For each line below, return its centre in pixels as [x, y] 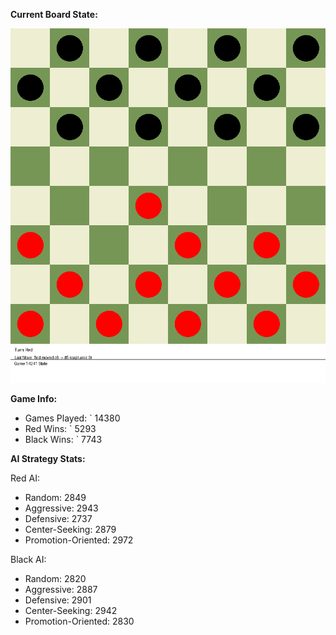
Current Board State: [54, 14]
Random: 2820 [55, 578]
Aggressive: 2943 [61, 508]
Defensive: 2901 [58, 600]
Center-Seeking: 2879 [70, 529]
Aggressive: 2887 [61, 589]
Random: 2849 [55, 497]
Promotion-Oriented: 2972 [79, 540]
